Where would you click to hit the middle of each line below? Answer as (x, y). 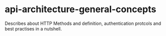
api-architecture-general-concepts (80, 9)
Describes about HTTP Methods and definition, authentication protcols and (83, 23)
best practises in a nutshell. (33, 28)
